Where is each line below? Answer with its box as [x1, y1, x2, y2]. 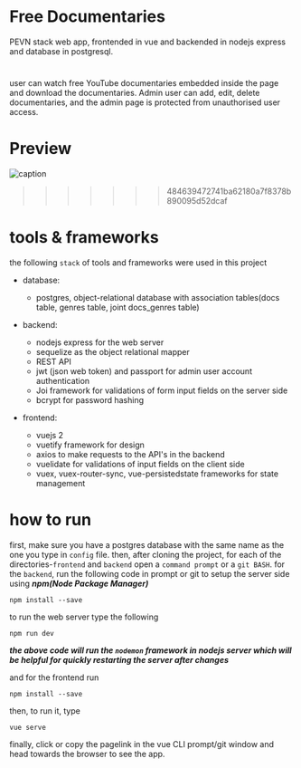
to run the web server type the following [9, 611, 159, 622]
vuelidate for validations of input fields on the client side [35, 459, 246, 469]
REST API [35, 356, 72, 367]
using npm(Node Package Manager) [9, 578, 149, 589]
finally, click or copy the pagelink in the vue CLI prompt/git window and [9, 738, 274, 749]
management [35, 478, 86, 488]
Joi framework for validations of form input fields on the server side [35, 385, 288, 396]
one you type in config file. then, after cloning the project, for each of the [9, 549, 282, 560]
